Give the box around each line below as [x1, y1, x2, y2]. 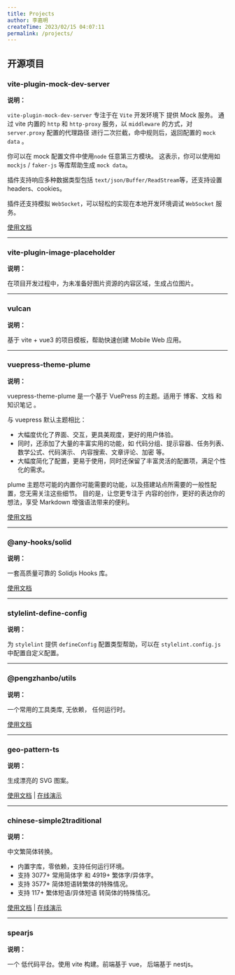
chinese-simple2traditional [7, 815, 102, 825]
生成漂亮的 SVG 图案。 [7, 776, 73, 785]
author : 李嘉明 [7, 17, 48, 24]
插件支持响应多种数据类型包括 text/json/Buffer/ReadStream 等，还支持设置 [7, 175, 222, 184]
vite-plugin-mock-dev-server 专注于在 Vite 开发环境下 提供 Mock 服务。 [7, 110, 217, 119]
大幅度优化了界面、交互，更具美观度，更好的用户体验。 [17, 430, 177, 438]
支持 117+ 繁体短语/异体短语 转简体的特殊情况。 [17, 889, 155, 897]
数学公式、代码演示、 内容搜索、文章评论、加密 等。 [17, 448, 169, 456]
